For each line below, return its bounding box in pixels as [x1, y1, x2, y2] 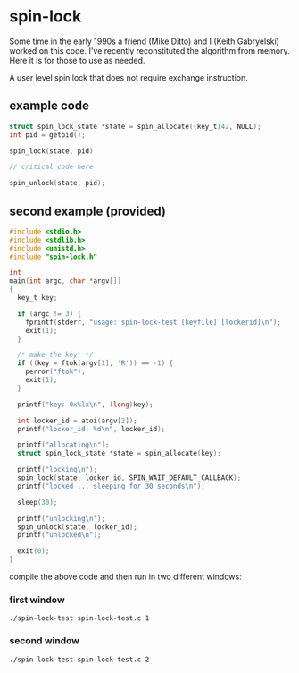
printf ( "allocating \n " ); [17, 440, 110, 449]
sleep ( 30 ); [17, 498, 58, 507]
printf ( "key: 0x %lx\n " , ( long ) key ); [17, 400, 154, 409]
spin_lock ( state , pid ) [9, 146, 94, 156]
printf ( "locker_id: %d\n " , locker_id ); [17, 424, 166, 433]
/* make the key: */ [17, 351, 94, 360]
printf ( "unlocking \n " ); [17, 514, 105, 523]
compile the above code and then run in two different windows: [9, 571, 243, 583]
